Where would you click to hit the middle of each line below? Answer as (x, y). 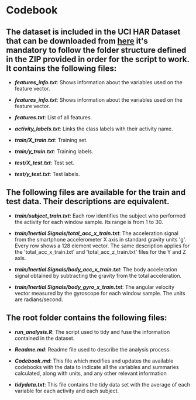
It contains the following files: (61, 68)
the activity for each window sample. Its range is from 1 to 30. (89, 222)
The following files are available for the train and (96, 193)
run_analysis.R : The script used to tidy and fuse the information (92, 332)
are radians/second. (39, 299)
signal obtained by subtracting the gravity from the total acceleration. (98, 275)
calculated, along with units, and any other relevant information (90, 373)
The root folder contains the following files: (87, 318)
